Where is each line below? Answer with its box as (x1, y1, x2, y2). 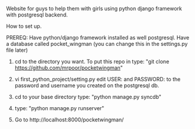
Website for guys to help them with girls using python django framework (6, 5, 182, 12)
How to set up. (6, 23, 42, 29)
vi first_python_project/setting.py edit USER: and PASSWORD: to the (14, 76, 181, 82)
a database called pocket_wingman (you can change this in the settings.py (6, 41, 188, 47)
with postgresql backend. (6, 11, 68, 18)
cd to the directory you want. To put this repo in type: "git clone (14, 58, 170, 65)
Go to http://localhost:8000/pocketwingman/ (14, 116, 124, 123)
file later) (6, 47, 28, 54)
